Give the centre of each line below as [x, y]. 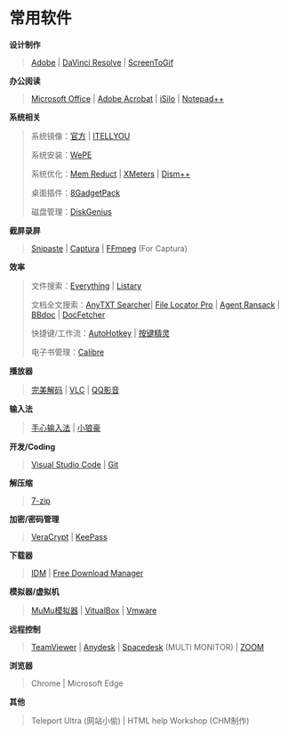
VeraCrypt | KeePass [69, 536]
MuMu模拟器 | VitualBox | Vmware [94, 610]
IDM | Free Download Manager [87, 573]
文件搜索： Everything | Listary [86, 285]
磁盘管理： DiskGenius [72, 211]
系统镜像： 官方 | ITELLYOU [80, 135]
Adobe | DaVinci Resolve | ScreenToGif [102, 62]
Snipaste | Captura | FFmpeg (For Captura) [109, 248]
